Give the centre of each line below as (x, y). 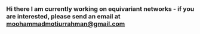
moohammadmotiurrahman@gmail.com (66, 24)
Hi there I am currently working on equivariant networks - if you (100, 9)
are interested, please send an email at (63, 16)
